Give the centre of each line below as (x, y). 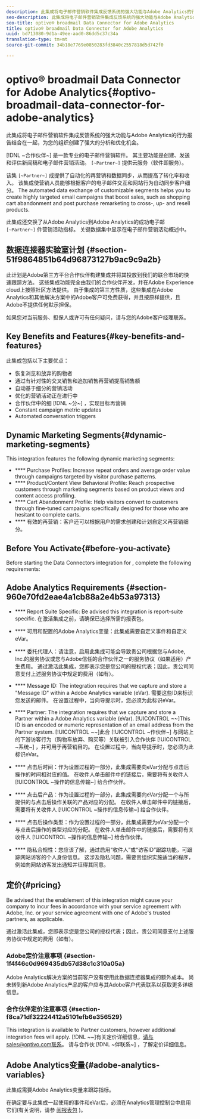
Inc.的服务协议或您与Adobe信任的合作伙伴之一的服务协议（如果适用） (100, 659)
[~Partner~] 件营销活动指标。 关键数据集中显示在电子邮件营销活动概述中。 (98, 229)
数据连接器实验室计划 (45, 250)
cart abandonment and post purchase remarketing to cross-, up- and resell (98, 203)
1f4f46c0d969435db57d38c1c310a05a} (65, 963)
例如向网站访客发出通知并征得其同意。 (62, 864)
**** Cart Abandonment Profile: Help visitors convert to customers (96, 502)
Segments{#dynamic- (124, 435)
